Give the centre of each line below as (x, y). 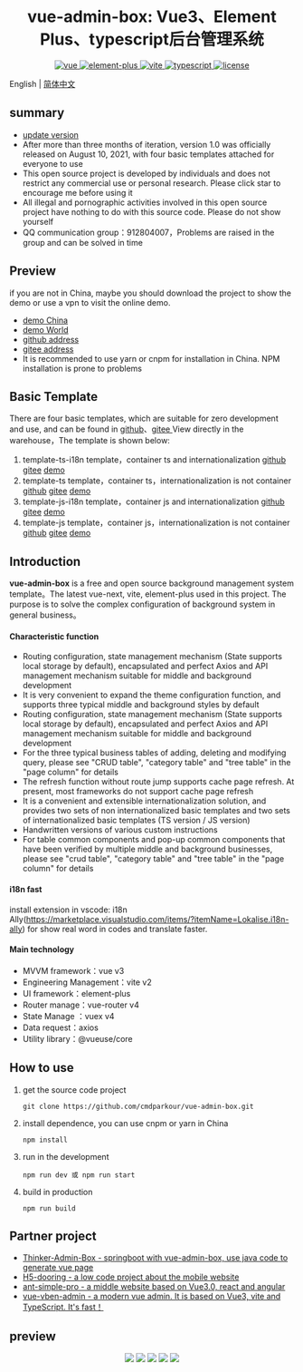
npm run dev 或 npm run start (79, 1175)
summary (37, 113)
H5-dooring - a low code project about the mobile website (131, 1277)
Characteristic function (54, 636)
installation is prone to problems (82, 368)
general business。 (45, 615)
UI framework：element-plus (76, 993)
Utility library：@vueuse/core (77, 1038)
